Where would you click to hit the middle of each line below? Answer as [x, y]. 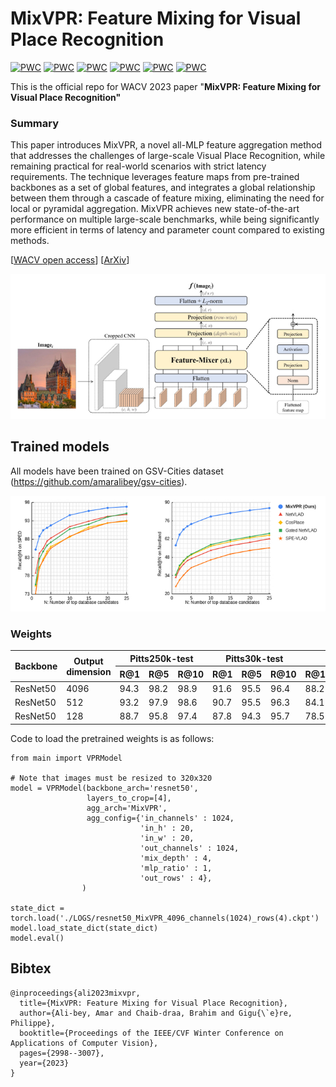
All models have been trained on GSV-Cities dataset [117, 471]
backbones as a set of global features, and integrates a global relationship [163, 188]
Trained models [60, 447]
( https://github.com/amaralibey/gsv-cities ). [99, 481]
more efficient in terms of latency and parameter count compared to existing [167, 230]
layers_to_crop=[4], [129, 798]
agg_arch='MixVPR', [127, 808]
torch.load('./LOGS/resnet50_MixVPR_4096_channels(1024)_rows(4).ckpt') [165, 918]
